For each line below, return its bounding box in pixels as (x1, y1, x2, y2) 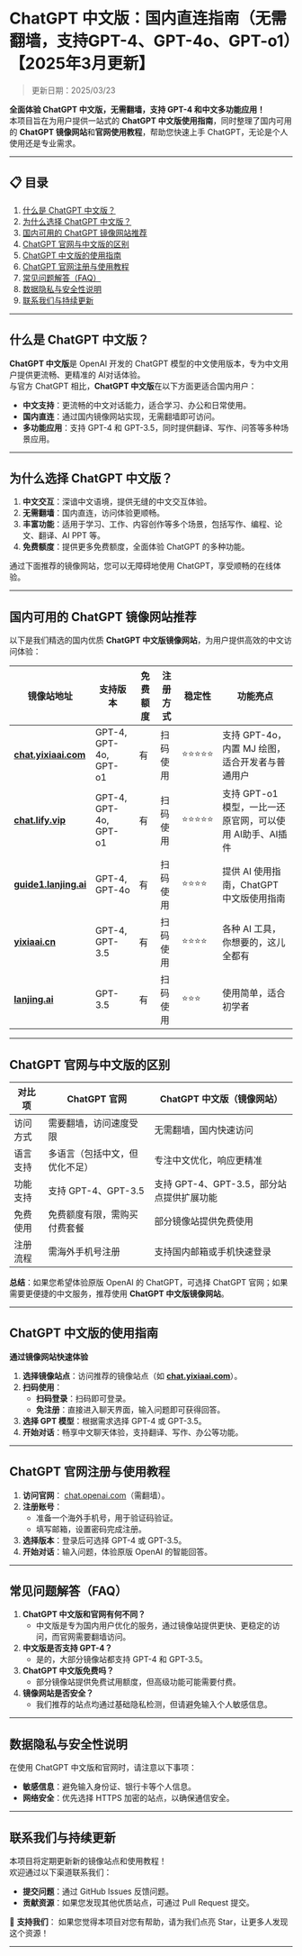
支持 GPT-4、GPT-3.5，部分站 (154, 1178, 288, 1190)
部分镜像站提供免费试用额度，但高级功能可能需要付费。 (35, 1677, 241, 1687)
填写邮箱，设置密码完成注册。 (35, 1523, 147, 1534)
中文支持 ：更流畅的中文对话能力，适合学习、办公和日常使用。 (22, 399, 252, 410)
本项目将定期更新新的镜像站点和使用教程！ (9, 1856, 167, 1867)
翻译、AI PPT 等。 (38, 530, 106, 541)
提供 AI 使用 (222, 865, 272, 878)
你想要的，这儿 (222, 937, 286, 949)
